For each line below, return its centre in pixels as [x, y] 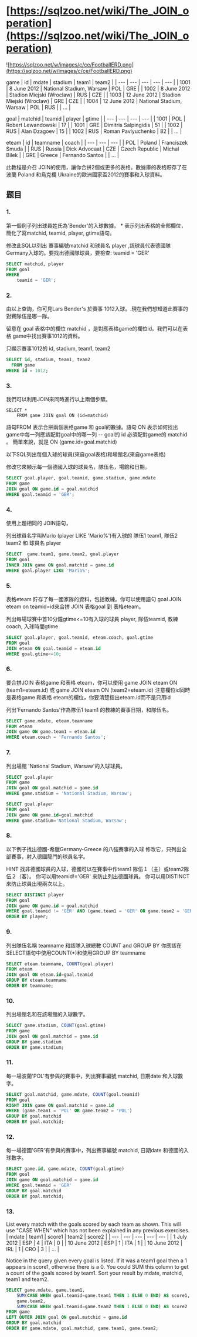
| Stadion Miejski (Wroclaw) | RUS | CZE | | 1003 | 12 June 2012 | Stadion [93, 95]
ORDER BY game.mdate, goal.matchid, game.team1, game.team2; [82, 1328]
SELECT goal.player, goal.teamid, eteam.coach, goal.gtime [80, 637]
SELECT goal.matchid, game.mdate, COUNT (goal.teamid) [73, 1094]
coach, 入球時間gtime [32, 626]
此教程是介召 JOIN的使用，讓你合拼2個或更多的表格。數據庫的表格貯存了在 [97, 167]
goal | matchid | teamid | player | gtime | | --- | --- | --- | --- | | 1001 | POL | [96, 118]
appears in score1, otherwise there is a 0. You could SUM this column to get [97, 1266]
